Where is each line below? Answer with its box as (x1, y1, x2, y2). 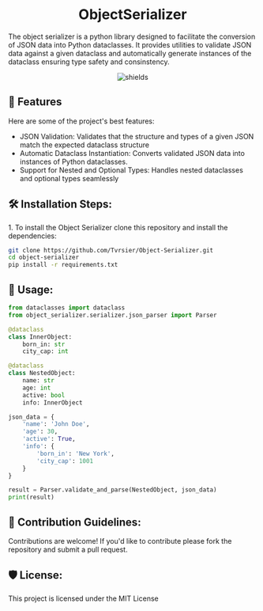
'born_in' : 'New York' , (36, 450, 115, 457)
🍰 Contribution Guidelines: (8, 515, 141, 529)
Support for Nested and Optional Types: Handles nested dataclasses (19, 165, 243, 175)
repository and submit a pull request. (8, 545, 128, 554)
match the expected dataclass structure (19, 140, 150, 150)
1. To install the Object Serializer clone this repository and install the (8, 222, 228, 232)
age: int (22, 384, 51, 392)
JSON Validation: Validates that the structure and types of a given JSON (19, 131, 254, 141)
